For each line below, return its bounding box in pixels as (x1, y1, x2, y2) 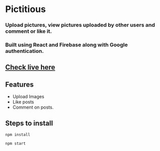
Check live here (5, 63, 56, 71)
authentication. (5, 48, 44, 55)
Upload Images (12, 94, 44, 100)
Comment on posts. (12, 104, 54, 110)
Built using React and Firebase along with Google (5, 41, 128, 48)
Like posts (12, 99, 34, 105)
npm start (5, 141, 26, 146)
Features (5, 80, 34, 89)
